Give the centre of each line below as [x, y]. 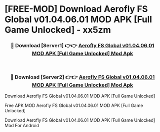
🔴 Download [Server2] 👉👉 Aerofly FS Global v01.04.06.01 [82, 77]
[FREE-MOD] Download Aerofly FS [76, 9]
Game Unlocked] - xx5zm [58, 30]
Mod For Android [22, 125]
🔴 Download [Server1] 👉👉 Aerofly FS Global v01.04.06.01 [82, 46]
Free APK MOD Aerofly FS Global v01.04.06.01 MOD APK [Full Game [74, 105]
